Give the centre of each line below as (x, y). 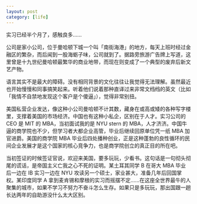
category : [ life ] (27, 17)
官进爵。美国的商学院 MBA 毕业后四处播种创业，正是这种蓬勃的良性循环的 (96, 138)
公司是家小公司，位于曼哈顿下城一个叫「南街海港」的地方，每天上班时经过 (96, 47)
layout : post (22, 11)
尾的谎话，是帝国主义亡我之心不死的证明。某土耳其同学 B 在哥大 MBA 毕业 (96, 165)
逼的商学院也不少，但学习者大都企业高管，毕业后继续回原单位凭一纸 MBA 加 (98, 131)
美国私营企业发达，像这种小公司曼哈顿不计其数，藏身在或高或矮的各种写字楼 (98, 109)
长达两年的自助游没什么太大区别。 (47, 195)
